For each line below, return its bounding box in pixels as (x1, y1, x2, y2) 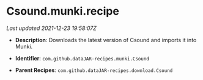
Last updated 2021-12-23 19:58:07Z (6, 24, 97, 32)
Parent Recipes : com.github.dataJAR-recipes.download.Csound (15, 66, 173, 74)
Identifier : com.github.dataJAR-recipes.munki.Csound (15, 54, 150, 62)
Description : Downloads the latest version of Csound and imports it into (15, 36, 197, 43)
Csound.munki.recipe (6, 4, 119, 18)
